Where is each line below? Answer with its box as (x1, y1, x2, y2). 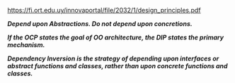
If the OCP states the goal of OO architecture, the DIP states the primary (7, 33, 224, 41)
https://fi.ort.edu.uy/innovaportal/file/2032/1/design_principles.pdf (7, 6, 201, 14)
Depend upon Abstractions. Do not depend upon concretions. (7, 20, 193, 27)
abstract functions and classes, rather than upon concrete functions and (7, 62, 228, 70)
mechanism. (7, 41, 45, 49)
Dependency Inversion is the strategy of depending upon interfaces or (7, 54, 219, 63)
